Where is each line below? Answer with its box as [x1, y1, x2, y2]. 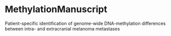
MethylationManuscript [5, 4, 108, 15]
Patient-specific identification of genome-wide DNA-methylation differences [5, 20, 166, 26]
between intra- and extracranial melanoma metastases [5, 25, 120, 31]
